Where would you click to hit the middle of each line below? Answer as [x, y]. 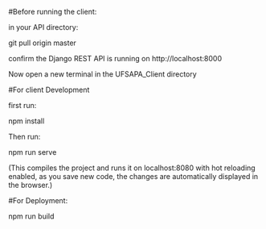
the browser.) [31, 185]
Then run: [25, 137]
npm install [27, 121]
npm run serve [33, 152]
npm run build [31, 216]
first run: [23, 105]
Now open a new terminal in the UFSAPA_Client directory [102, 74]
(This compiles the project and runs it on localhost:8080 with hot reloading [132, 168]
